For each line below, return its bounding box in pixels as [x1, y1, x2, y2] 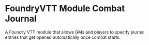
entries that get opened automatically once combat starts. [5, 34, 121, 40]
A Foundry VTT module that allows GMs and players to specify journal [5, 29, 145, 35]
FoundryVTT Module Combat [5, 3, 125, 14]
